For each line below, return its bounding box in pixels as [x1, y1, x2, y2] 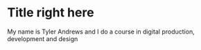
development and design [7, 34, 78, 42]
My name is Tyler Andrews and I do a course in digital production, [7, 27, 195, 36]
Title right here [7, 5, 95, 21]
